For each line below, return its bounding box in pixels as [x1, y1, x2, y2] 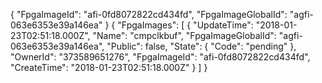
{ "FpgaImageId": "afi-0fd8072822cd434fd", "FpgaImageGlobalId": [10, 9, 288, 20]
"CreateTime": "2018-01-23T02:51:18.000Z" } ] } [10, 62, 208, 73]
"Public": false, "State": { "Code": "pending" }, [106, 40, 297, 52]
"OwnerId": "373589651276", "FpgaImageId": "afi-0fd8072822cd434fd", [10, 51, 311, 63]
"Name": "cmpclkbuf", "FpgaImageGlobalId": [92, 30, 277, 41]
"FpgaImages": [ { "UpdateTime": [117, 19, 254, 31]
